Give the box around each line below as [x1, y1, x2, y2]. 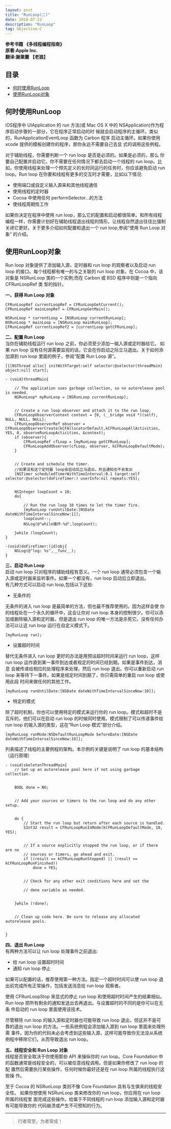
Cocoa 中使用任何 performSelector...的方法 [12, 194, 103, 200]
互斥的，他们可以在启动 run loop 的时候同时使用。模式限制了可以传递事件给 [5, 715, 164, 721]
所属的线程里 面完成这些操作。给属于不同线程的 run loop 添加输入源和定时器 [5, 1096, 165, 1102]
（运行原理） [5, 752, 32, 758]
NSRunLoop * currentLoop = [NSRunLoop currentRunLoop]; [5, 315, 126, 320]
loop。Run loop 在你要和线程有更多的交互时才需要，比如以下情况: [5, 171, 142, 177]
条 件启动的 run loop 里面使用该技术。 [5, 1006, 85, 1012]
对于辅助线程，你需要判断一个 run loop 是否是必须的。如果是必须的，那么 [5, 152, 159, 158]
